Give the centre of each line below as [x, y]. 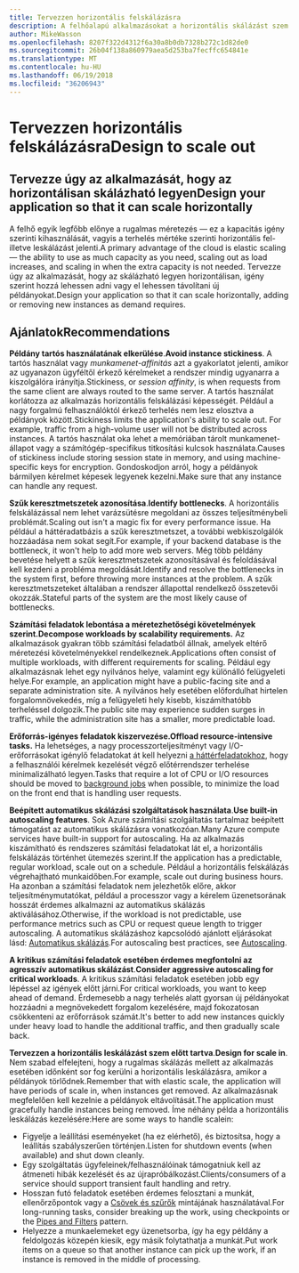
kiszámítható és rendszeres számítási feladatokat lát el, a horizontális [136, 848]
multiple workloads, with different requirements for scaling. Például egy [140, 662]
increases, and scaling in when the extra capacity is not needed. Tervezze [145, 266]
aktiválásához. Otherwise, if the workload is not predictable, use [125, 914]
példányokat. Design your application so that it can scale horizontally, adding [149, 295]
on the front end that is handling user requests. [95, 793]
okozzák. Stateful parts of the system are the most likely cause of [128, 598]
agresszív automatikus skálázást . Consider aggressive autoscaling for [141, 969]
